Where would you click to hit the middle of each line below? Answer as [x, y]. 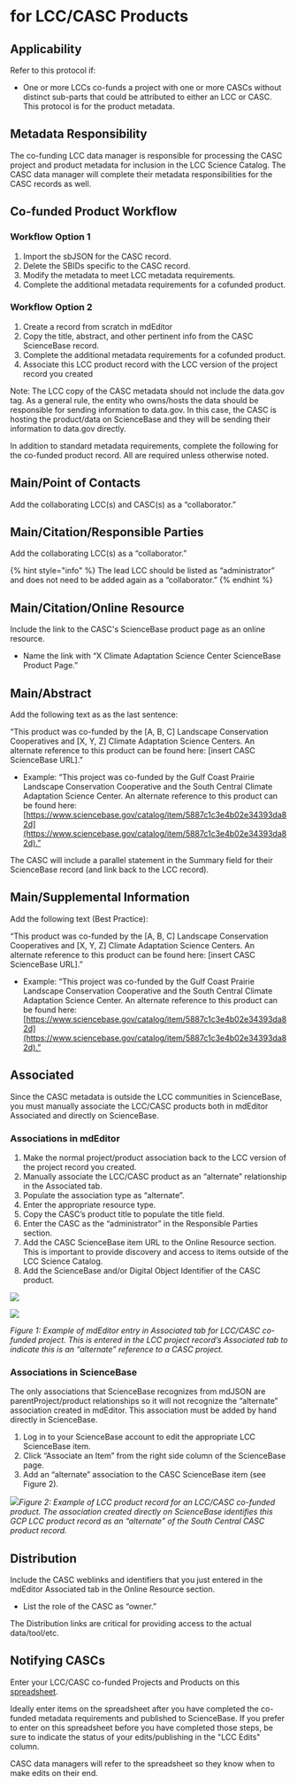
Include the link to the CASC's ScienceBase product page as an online [138, 629]
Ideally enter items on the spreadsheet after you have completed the [134, 1709]
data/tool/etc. [35, 1633]
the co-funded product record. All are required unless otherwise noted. [139, 455]
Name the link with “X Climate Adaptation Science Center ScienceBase [152, 656]
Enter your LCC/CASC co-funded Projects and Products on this [125, 1682]
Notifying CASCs [57, 1660]
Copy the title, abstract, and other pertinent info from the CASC [138, 336]
